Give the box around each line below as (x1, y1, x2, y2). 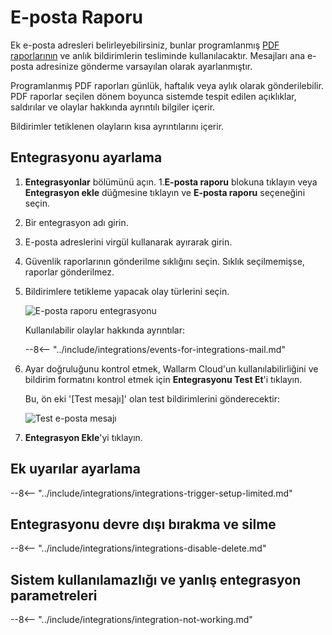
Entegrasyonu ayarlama (10, 149, 163, 166)
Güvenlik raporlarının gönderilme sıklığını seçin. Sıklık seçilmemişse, (24, 255, 305, 267)
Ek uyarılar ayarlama (10, 461, 141, 478)
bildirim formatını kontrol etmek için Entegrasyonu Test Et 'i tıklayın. (24, 373, 303, 385)
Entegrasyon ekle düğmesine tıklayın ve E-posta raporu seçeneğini (24, 186, 306, 198)
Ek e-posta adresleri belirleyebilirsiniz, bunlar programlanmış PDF (10, 39, 280, 51)
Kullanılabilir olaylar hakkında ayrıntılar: (24, 324, 186, 336)
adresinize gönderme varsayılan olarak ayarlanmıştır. (35, 60, 253, 72)
